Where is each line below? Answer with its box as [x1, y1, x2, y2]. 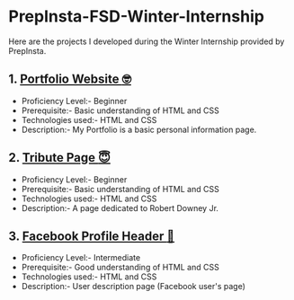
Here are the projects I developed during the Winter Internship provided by [8, 36, 285, 47]
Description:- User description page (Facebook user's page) [21, 281, 246, 292]
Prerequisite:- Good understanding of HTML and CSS [21, 262, 219, 273]
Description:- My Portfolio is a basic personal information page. [21, 124, 257, 135]
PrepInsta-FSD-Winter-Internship [8, 6, 264, 27]
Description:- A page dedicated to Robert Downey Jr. [21, 202, 219, 213]
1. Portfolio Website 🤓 [8, 72, 132, 87]
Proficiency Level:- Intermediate [21, 252, 141, 263]
